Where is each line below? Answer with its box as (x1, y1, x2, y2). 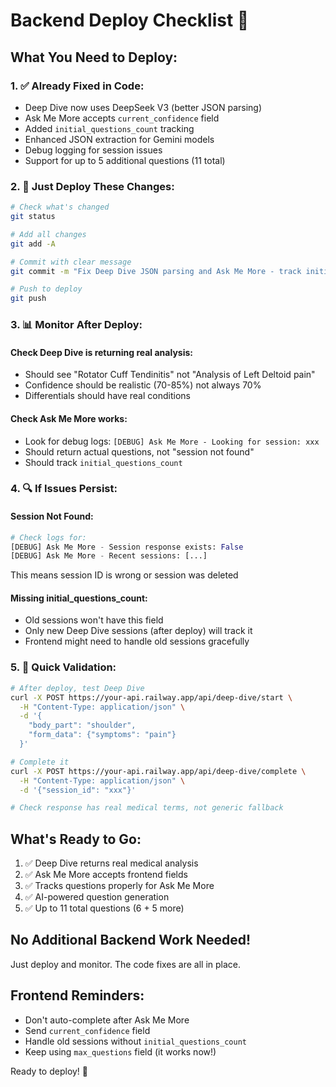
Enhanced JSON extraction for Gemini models (24, 133, 215, 145)
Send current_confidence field (24, 1024, 151, 1036)
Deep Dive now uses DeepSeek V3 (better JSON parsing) (24, 101, 263, 113)
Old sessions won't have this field (24, 614, 164, 626)
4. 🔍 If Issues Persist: (10, 482, 118, 496)
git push (10, 294, 47, 304)
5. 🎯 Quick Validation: (10, 660, 117, 674)
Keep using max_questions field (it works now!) (24, 1045, 217, 1058)
